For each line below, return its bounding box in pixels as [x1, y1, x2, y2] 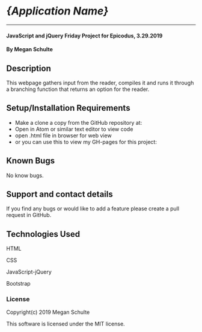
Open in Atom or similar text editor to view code [14, 125, 133, 133]
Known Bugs [6, 155, 55, 166]
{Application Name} [6, 4, 109, 18]
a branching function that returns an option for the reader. [6, 86, 150, 93]
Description [6, 63, 51, 74]
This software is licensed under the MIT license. [6, 321, 125, 328]
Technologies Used [6, 229, 80, 239]
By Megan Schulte [6, 46, 53, 53]
